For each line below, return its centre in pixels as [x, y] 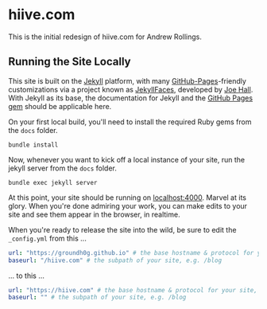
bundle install [33, 145]
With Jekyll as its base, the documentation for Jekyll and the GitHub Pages [130, 98]
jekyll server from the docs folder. [62, 168]
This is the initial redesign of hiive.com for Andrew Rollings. [105, 37]
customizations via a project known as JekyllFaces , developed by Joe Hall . [131, 89]
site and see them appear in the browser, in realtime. [94, 214]
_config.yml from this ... [48, 238]
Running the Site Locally [70, 62]
